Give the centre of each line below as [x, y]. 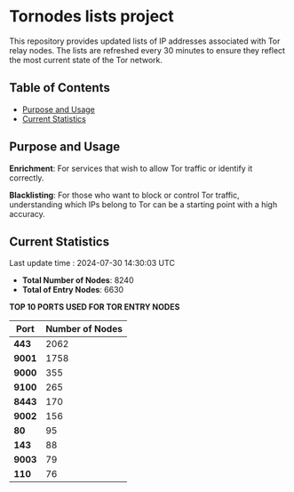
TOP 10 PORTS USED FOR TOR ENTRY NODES [95, 307]
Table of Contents [60, 88]
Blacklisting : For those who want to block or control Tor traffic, [124, 195]
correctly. [27, 177]
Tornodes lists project [92, 16]
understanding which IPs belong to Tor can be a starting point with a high [143, 204]
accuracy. [28, 214]
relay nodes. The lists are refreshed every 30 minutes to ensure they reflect [147, 50]
